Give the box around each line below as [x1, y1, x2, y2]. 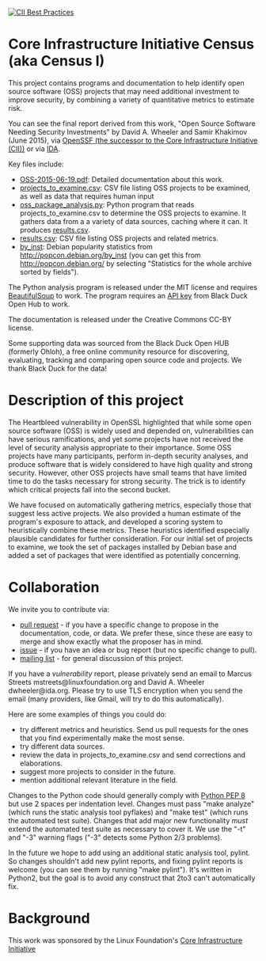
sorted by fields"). [19, 267, 79, 276]
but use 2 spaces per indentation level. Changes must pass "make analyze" [8, 799, 255, 808]
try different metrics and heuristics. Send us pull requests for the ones [19, 724, 249, 734]
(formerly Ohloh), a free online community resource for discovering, [8, 347, 230, 356]
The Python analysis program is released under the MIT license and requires [8, 282, 257, 292]
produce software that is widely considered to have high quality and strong [8, 459, 253, 469]
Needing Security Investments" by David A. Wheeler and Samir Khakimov [8, 127, 248, 136]
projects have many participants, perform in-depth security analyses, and [8, 451, 249, 461]
